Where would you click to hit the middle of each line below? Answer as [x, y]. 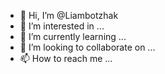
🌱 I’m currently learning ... [73, 36]
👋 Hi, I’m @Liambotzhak [69, 15]
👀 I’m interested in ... [62, 26]
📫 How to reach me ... [66, 58]
